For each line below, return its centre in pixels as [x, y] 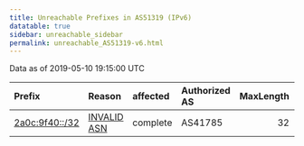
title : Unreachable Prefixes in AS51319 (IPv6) [101, 18]
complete [152, 123]
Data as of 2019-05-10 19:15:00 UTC [77, 68]
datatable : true [40, 26]
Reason [105, 96]
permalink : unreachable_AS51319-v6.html [87, 43]
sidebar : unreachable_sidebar [66, 34]
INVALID [106, 117]
